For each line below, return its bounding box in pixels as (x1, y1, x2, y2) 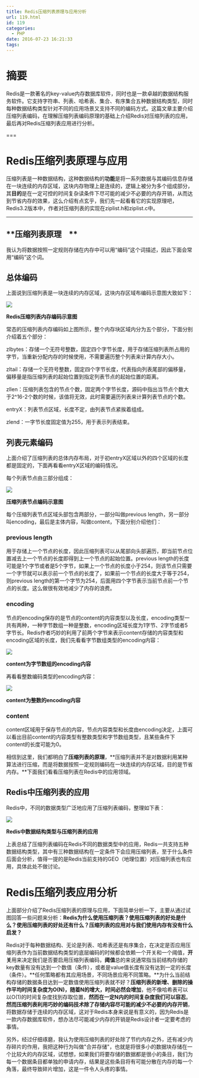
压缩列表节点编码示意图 (6, 498, 63, 505)
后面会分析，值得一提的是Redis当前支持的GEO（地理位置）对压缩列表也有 (6, 855, 187, 863)
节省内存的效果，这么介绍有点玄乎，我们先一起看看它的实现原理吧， (11, 197, 178, 204)
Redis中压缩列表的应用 (6, 787, 90, 797)
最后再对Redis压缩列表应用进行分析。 (6, 119, 98, 126)
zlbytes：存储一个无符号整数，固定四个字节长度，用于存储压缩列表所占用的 (6, 345, 190, 353)
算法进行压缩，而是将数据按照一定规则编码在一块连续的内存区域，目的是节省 (6, 761, 193, 768)
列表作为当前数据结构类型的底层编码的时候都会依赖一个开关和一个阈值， (11, 949, 188, 956)
